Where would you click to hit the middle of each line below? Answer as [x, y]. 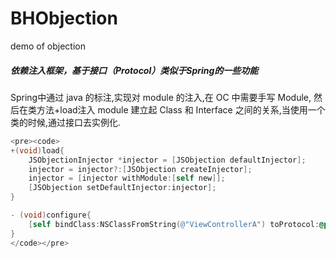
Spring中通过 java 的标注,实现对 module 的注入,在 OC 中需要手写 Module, [161, 97]
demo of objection [48, 46]
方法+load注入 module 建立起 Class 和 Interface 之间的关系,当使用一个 [181, 109]
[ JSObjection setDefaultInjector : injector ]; [122, 188]
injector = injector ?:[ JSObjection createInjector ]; [140, 169]
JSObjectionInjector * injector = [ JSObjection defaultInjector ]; [167, 160]
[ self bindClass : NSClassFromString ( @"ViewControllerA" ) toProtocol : [174, 224]
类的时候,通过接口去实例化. [66, 122]
